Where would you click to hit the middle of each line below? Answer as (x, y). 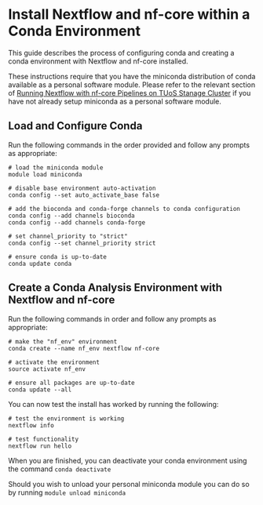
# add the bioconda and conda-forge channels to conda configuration (124, 209)
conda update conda (40, 263)
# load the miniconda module (56, 167)
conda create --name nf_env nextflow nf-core (84, 348)
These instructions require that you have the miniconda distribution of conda (132, 76)
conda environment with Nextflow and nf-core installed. (98, 61)
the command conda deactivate (60, 469)
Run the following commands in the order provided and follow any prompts (129, 145)
